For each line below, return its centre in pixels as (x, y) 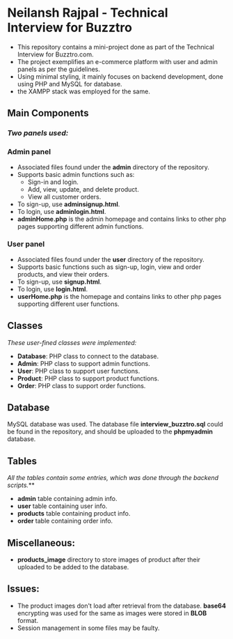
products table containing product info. (74, 514)
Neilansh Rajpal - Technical (88, 13)
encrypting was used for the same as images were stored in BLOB (112, 613)
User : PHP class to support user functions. (79, 371)
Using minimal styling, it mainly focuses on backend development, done (120, 76)
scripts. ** (21, 485)
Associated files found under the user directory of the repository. (111, 259)
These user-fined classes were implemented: (72, 342)
